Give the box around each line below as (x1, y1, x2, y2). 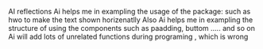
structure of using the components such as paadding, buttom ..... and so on (8, 24, 256, 32)
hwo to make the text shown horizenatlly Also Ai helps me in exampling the (8, 15, 253, 24)
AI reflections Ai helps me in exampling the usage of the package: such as (8, 7, 251, 16)
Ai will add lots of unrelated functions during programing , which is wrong (8, 32, 249, 41)
